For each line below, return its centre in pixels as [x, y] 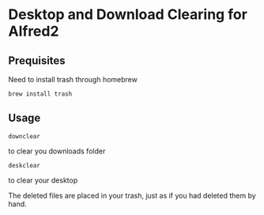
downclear [25, 136]
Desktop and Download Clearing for [128, 15]
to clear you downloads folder [57, 151]
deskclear [25, 165]
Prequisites [37, 60]
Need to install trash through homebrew [73, 79]
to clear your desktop [43, 180]
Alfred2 [34, 31]
